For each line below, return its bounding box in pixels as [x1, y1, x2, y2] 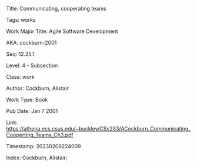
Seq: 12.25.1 [6, 51, 35, 58]
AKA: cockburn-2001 [6, 39, 57, 46]
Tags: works [6, 16, 36, 23]
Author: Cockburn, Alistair [6, 85, 69, 92]
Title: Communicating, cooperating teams [6, 5, 107, 12]
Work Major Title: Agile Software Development [6, 28, 119, 35]
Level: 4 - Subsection [6, 62, 58, 69]
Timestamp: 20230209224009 [6, 143, 81, 149]
